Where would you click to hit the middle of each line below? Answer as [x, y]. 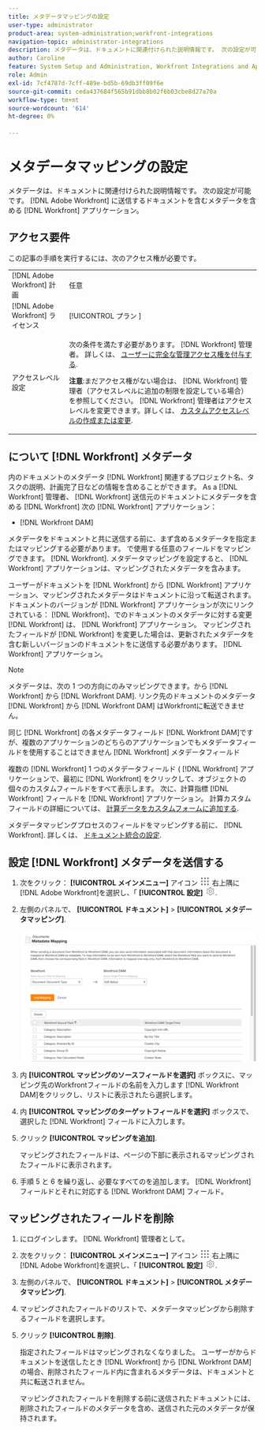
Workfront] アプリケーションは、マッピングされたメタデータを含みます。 [127, 569]
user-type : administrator [50, 25]
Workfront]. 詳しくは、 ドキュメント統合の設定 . [85, 835]
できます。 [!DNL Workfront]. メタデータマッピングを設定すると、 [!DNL [131, 558]
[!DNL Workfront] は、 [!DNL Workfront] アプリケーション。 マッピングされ [130, 625]
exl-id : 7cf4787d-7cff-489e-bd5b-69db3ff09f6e [86, 83]
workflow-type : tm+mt [44, 100]
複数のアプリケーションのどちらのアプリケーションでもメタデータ [129, 742]
